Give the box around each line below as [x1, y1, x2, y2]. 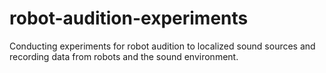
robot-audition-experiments [9, 7, 249, 30]
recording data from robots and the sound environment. [9, 50, 239, 62]
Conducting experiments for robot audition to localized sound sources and [9, 40, 316, 52]
